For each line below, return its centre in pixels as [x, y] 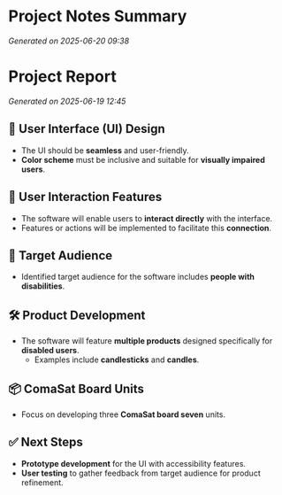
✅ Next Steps [46, 442]
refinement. [42, 482]
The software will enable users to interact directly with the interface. [147, 218]
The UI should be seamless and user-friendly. [105, 150]
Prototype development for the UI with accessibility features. [133, 463]
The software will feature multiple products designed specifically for [147, 341]
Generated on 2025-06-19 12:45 [67, 101]
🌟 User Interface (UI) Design [87, 129]
